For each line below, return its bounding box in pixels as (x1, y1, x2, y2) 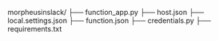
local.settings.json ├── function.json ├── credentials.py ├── (7, 16, 211, 25)
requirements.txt (7, 24, 62, 33)
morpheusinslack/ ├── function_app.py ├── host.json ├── (7, 8, 205, 17)
